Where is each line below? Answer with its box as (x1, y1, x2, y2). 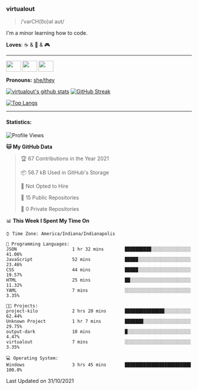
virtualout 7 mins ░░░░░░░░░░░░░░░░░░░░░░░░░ (6, 339, 192, 345)
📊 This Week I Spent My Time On (6, 217, 90, 224)
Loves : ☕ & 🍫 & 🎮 (6, 41, 50, 48)
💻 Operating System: (6, 355, 59, 361)
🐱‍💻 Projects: (6, 303, 38, 309)
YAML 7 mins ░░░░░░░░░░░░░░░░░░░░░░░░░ (6, 287, 192, 293)
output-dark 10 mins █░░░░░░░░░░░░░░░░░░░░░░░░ (6, 329, 192, 335)
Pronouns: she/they (6, 77, 55, 84)
